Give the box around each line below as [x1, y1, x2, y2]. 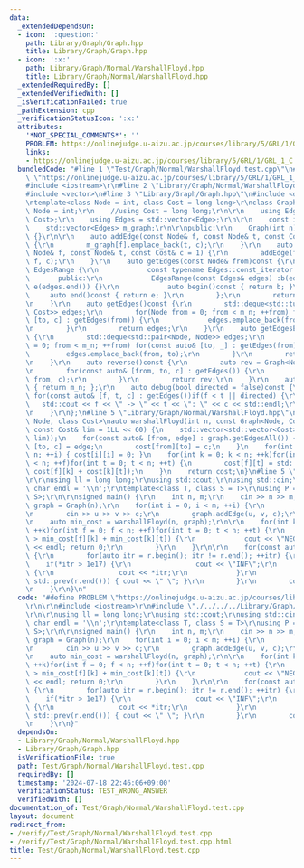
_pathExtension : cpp [17, 106, 95, 115]
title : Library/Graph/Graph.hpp [25, 47, 147, 56]
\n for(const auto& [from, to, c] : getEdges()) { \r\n [25, 366, 265, 375]
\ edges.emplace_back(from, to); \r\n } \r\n [25, 349, 253, 358]
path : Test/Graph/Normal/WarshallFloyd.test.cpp [17, 761, 204, 770]
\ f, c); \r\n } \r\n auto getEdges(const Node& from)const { [25, 257, 281, 267]
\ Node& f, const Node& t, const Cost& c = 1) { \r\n [25, 249, 229, 258]
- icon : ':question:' [17, 30, 100, 39]
